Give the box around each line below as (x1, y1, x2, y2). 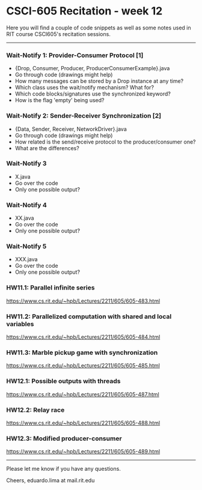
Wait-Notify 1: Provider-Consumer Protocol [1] (6, 51, 144, 59)
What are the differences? (14, 144, 79, 151)
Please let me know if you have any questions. (6, 465, 121, 473)
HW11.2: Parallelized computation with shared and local (6, 312, 172, 321)
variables (6, 319, 34, 328)
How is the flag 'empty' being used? (14, 97, 105, 104)
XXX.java (14, 256, 38, 263)
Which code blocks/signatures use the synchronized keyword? (14, 90, 171, 97)
